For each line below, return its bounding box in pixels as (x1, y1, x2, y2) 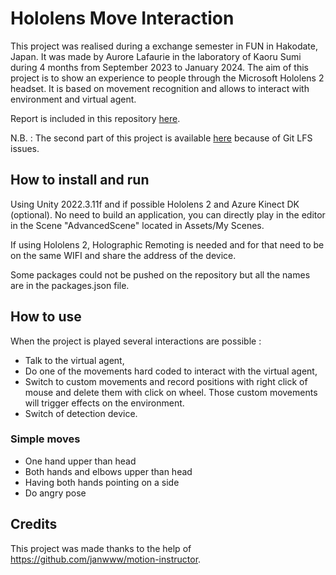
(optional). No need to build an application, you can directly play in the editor (10, 208, 326, 221)
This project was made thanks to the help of (10, 542, 192, 554)
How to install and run (10, 172, 150, 189)
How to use (10, 308, 82, 326)
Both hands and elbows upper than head (24, 465, 193, 477)
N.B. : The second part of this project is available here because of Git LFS (10, 132, 313, 144)
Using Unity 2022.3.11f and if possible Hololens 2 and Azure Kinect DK (10, 198, 300, 210)
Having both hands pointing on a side (24, 476, 180, 488)
